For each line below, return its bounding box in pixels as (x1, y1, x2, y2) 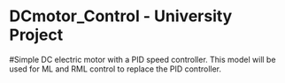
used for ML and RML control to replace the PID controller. (9, 64, 222, 74)
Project (9, 25, 64, 45)
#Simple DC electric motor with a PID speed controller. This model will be (9, 54, 276, 64)
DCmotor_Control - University (9, 6, 233, 26)
